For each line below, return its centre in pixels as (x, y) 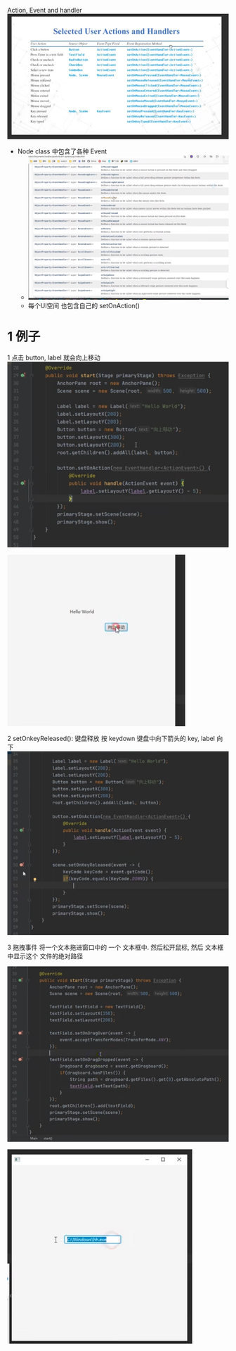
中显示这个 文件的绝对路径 (45, 956)
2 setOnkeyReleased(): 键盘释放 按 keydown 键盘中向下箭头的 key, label (111, 738)
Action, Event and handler (45, 10)
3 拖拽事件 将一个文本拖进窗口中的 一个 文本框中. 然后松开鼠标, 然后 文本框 (116, 947)
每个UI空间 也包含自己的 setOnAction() (84, 306)
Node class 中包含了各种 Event (62, 151)
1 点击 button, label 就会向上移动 (54, 357)
